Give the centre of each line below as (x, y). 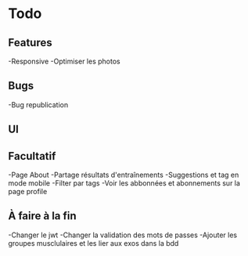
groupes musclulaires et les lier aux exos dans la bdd (93, 243)
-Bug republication (38, 105)
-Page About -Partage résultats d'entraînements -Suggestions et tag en (124, 175)
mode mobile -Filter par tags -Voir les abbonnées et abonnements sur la (124, 183)
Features (30, 43)
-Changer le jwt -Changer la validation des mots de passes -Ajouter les (123, 235)
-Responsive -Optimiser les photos (64, 61)
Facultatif (32, 156)
